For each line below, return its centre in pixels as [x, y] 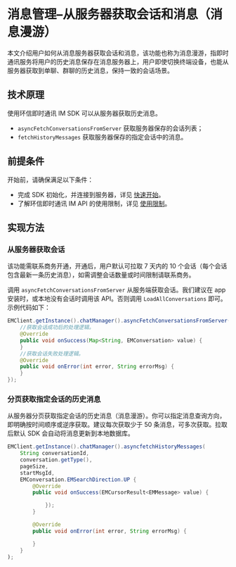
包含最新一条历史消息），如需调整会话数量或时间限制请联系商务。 [101, 275]
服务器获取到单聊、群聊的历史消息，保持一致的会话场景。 [90, 70]
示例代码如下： [29, 308]
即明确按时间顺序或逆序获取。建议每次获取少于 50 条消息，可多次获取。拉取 [118, 425]
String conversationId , [55, 454]
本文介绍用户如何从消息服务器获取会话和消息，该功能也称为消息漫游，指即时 [118, 53]
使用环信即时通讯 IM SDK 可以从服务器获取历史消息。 [84, 113]
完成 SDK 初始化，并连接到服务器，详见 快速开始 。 [91, 194]
